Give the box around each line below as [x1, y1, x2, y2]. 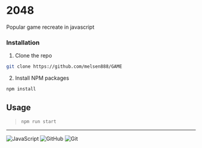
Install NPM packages [14, 74, 69, 81]
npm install [6, 86, 36, 92]
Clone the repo [14, 52, 52, 59]
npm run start [20, 118, 57, 125]
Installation [6, 38, 40, 47]
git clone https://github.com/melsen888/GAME [6, 64, 122, 70]
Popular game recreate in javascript [6, 23, 94, 31]
